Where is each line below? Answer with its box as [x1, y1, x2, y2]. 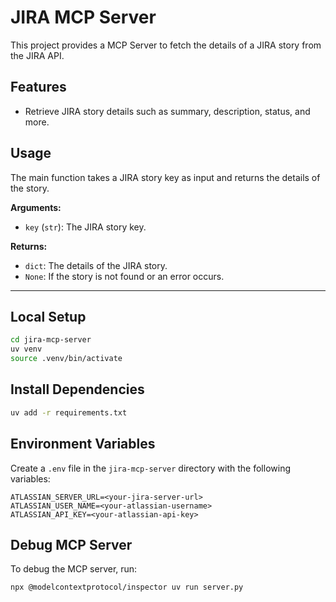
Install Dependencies [10, 381, 145, 398]
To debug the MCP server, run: [10, 563, 138, 575]
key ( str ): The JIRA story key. [24, 221, 147, 233]
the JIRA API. [10, 49, 65, 61]
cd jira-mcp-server [10, 335, 92, 345]
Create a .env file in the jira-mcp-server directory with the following [10, 462, 292, 474]
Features [10, 79, 67, 96]
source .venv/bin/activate [10, 354, 123, 364]
